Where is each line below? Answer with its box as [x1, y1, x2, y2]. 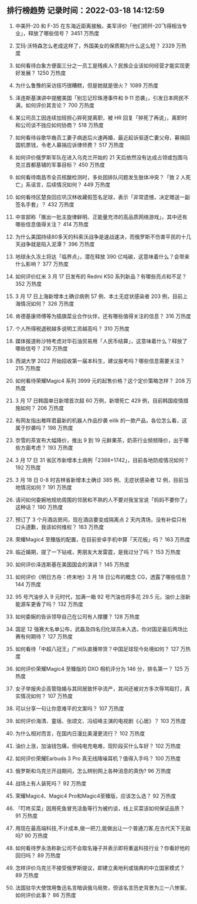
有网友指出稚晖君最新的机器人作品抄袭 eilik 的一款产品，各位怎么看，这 [15, 417, 187, 424]
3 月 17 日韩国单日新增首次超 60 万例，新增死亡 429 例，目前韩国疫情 [15, 397, 184, 404]
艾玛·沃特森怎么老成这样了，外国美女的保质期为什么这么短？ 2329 [15, 42, 175, 49]
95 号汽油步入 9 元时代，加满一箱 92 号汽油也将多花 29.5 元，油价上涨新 [15, 593, 191, 600]
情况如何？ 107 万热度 [20, 692, 73, 699]
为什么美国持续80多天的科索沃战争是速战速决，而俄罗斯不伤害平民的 [15, 233, 181, 240]
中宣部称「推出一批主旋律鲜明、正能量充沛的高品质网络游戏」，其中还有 [15, 213, 188, 220]
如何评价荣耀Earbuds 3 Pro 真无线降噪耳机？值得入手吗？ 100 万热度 [15, 755, 181, 762]
